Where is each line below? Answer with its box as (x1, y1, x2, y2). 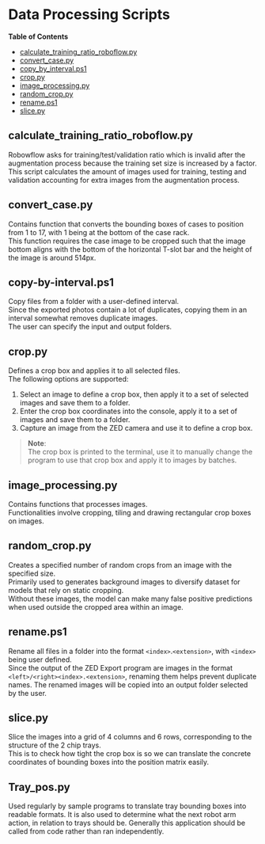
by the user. (8, 688, 47, 698)
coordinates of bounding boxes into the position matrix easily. (8, 758, 210, 767)
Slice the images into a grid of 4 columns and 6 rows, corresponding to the (8, 732, 252, 742)
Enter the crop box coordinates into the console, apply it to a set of (19, 406, 238, 416)
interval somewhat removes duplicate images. (8, 314, 158, 323)
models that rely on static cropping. (8, 585, 124, 595)
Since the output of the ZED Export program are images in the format (8, 663, 233, 672)
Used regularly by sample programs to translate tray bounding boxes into (8, 801, 247, 811)
